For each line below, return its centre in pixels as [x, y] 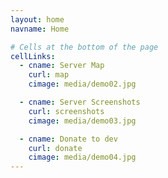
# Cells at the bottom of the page [84, 47]
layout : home [37, 19]
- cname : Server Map [62, 66]
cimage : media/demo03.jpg [82, 121]
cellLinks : [33, 56]
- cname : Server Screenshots [80, 102]
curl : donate [55, 148]
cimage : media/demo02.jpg [82, 84]
